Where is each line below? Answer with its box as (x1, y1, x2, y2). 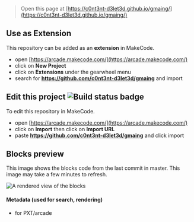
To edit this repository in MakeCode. (6, 107, 95, 115)
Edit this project (6, 92, 66, 102)
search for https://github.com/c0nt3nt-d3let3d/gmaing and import (14, 74, 183, 82)
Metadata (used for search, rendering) (6, 196, 103, 204)
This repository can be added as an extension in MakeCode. (6, 44, 155, 51)
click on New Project (14, 62, 66, 69)
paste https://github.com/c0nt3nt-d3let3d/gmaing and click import (14, 132, 185, 139)
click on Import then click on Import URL (14, 125, 115, 132)
